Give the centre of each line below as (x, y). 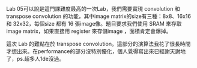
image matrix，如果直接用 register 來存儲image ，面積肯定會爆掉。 (89, 31)
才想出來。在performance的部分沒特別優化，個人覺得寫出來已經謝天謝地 (96, 51)
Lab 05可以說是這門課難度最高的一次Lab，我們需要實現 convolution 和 (93, 9)
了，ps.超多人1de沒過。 (35, 59)
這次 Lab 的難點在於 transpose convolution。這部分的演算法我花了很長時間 (98, 44)
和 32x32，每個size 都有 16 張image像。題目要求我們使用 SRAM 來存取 (94, 24)
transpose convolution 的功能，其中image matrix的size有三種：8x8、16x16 (98, 16)
